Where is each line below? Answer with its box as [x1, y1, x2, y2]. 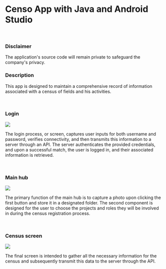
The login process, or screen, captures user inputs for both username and [5, 131, 156, 137]
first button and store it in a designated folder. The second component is [5, 200, 153, 206]
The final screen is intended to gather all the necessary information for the [5, 253, 157, 259]
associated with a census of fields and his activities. [5, 88, 111, 94]
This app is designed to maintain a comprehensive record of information [5, 83, 153, 89]
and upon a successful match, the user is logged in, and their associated [5, 146, 154, 152]
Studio [5, 14, 33, 25]
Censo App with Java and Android [5, 3, 149, 15]
